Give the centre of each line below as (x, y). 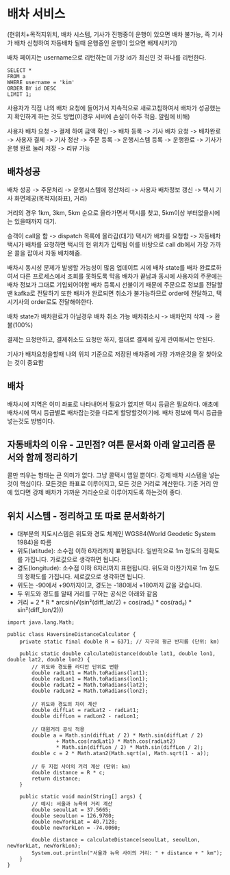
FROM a (16, 76)
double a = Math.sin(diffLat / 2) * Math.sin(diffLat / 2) (118, 736)
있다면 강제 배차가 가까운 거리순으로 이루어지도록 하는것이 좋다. (98, 492)
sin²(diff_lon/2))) (40, 610)
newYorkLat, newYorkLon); (44, 846)
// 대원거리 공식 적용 (58, 730)
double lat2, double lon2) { (49, 660)
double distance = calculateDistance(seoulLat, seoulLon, (116, 840)
